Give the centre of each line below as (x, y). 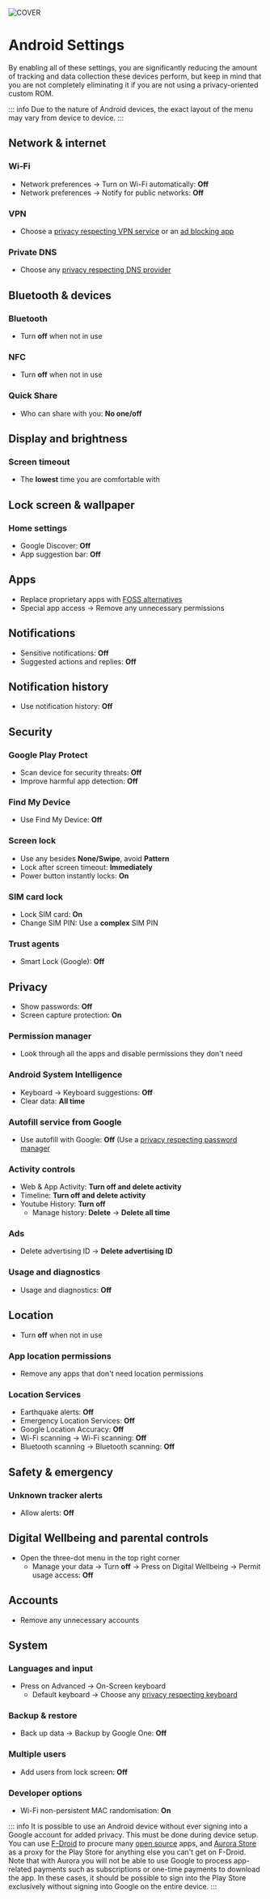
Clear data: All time (53, 1101)
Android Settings (67, 45)
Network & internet (57, 143)
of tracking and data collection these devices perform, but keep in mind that (135, 76)
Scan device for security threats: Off (81, 772)
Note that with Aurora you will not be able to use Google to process (120, 1861)
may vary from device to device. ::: (66, 117)
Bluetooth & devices (60, 295)
